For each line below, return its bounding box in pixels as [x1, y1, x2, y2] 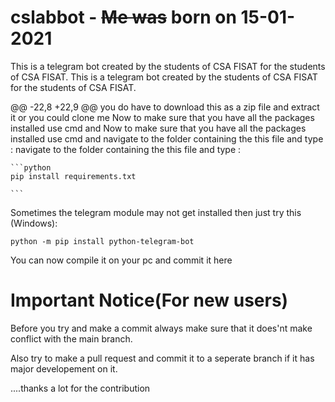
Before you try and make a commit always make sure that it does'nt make [10, 322, 313, 334]
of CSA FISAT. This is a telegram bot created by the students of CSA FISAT [10, 71, 318, 83]
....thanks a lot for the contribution [10, 382, 151, 394]
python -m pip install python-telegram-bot [10, 236, 195, 246]
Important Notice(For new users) [10, 289, 289, 312]
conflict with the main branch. [10, 332, 133, 345]
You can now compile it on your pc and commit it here [10, 254, 233, 266]
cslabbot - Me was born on [10, 6, 237, 29]
